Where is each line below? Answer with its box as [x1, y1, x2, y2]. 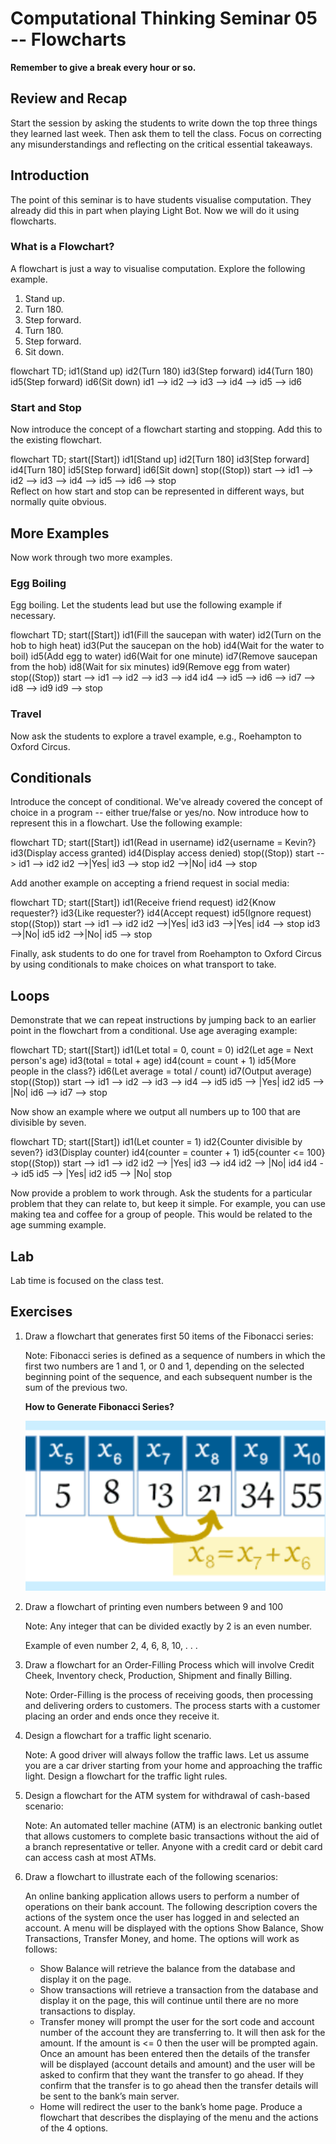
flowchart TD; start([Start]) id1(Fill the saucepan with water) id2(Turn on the [10, 629, 322, 641]
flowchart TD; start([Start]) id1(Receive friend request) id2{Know [10, 897, 277, 909]
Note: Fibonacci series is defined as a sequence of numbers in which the [24, 1349, 326, 1361]
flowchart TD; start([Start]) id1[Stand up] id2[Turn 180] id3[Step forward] [10, 453, 310, 466]
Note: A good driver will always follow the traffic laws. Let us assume [24, 1749, 310, 1761]
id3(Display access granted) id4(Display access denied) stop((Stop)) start [10, 847, 315, 859]
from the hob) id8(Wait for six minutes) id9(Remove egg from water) [10, 661, 291, 673]
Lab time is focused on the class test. [10, 1275, 164, 1286]
